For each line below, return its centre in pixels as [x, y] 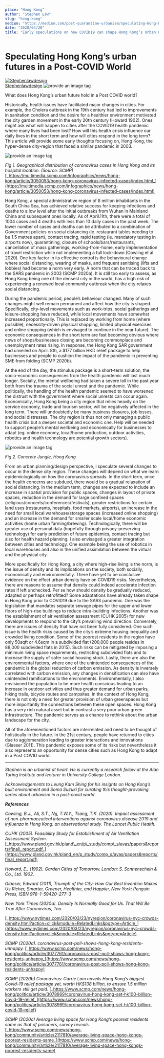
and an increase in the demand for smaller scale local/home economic [76, 518]
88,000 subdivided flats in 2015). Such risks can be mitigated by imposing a [81, 647]
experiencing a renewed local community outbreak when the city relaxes [78, 284]
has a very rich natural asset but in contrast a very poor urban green [74, 709]
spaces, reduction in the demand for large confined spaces [65, 497]
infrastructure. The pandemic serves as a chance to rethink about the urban [81, 715]
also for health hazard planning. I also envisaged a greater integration [75, 539]
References [17, 804]
